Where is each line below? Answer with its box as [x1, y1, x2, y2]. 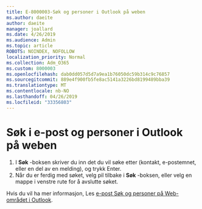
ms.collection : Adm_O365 [6, 60, 69, 66]
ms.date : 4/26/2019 [6, 32, 56, 38]
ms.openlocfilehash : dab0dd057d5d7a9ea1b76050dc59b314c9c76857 [6, 71, 170, 77]
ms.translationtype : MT [6, 83, 67, 89]
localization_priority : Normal [6, 54, 86, 60]
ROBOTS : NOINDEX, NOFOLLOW [6, 49, 75, 55]
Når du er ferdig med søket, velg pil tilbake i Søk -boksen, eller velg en [15, 171, 192, 179]
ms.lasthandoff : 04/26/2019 [6, 94, 78, 100]
